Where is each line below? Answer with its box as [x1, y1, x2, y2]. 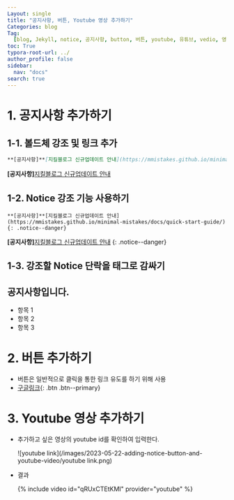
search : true [7, 75, 45, 82]
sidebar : [7, 62, 33, 69]
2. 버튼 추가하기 [7, 351, 92, 367]
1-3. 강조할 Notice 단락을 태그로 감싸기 [7, 260, 166, 272]
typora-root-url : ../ [7, 50, 70, 57]
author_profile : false [7, 56, 73, 63]
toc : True [7, 43, 36, 50]
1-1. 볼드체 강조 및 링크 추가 [7, 137, 118, 149]
